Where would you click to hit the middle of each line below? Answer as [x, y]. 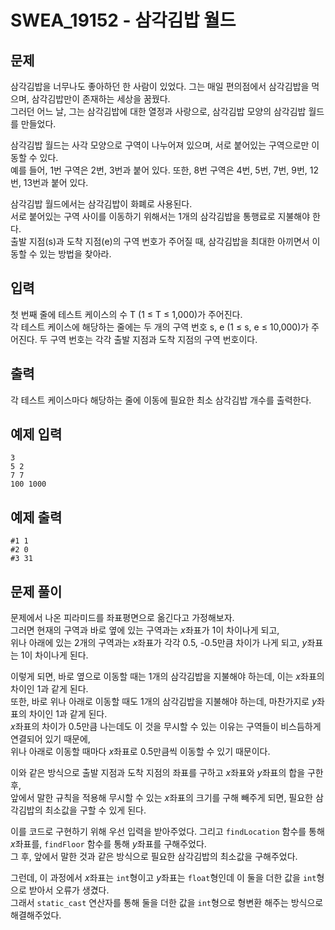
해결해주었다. [36, 915]
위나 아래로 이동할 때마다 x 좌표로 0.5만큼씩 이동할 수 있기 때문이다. [140, 752]
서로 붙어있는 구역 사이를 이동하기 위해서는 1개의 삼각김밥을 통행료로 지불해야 [160, 216]
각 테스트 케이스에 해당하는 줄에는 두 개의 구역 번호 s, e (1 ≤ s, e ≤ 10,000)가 [160, 327]
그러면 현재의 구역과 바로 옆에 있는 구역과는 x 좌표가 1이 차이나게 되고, [145, 630]
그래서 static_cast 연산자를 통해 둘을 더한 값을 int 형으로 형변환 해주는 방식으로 [167, 903]
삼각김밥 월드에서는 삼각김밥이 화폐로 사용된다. [101, 204]
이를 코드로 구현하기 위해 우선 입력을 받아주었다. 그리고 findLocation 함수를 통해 [167, 832]
